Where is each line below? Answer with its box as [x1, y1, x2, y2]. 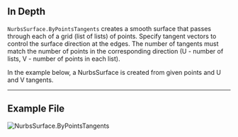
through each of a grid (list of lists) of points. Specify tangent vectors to [7, 32, 217, 40]
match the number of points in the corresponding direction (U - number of [7, 47, 224, 55]
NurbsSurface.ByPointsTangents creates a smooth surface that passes [7, 24, 211, 32]
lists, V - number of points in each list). [7, 54, 120, 63]
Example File [7, 102, 65, 115]
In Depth [7, 6, 46, 18]
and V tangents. [7, 76, 54, 84]
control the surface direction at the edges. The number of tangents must [7, 39, 219, 48]
